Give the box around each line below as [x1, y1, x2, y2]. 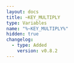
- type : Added [11, 43, 47, 49]
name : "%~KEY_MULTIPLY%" [6, 25, 69, 32]
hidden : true [6, 31, 39, 37]
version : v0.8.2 [17, 48, 58, 54]
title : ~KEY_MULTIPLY [6, 14, 61, 20]
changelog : [6, 37, 34, 43]
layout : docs [6, 8, 39, 15]
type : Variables [6, 20, 47, 26]
